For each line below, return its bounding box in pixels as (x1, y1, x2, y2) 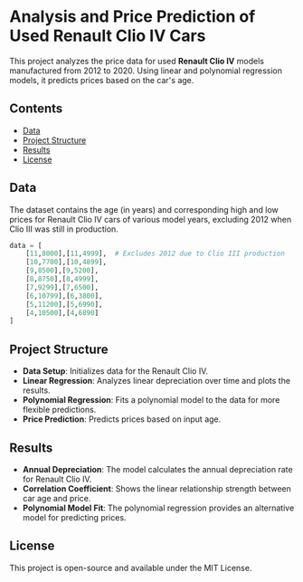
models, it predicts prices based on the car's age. (9, 74, 194, 85)
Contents (9, 101, 63, 117)
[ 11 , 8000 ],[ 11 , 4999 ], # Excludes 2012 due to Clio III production (25, 249, 285, 259)
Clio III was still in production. (9, 224, 119, 234)
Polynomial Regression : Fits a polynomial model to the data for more (22, 395, 280, 405)
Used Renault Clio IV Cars (9, 25, 206, 46)
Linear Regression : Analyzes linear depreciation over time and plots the (22, 376, 291, 386)
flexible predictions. (22, 405, 97, 415)
